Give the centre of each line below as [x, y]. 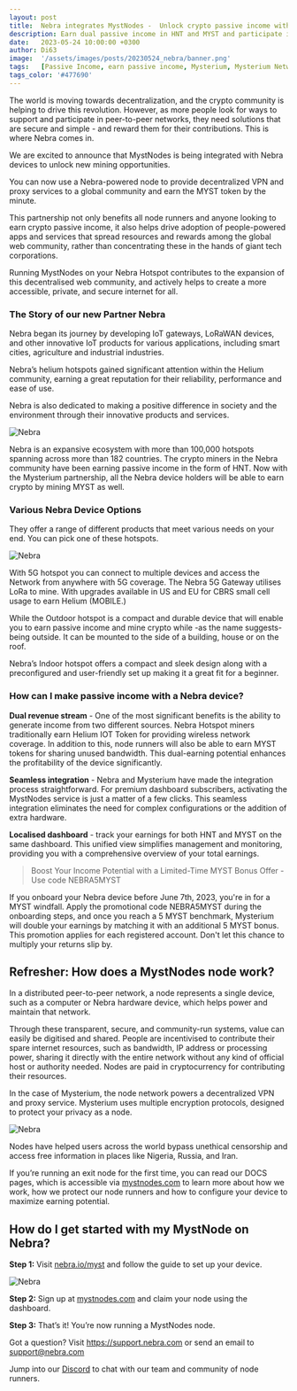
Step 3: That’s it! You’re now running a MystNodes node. [112, 1325]
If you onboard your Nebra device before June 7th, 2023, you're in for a [140, 897]
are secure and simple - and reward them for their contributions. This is [139, 128]
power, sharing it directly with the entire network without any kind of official [147, 1057]
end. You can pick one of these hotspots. [84, 539]
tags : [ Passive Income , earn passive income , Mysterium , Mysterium [140, 67]
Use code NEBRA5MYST [76, 880]
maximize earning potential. [60, 1201]
